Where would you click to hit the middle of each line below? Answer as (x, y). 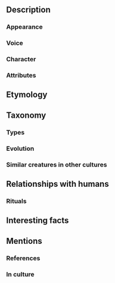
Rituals (16, 201)
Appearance (24, 27)
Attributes (21, 76)
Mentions (24, 241)
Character (21, 59)
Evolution (20, 148)
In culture (20, 274)
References (23, 258)
